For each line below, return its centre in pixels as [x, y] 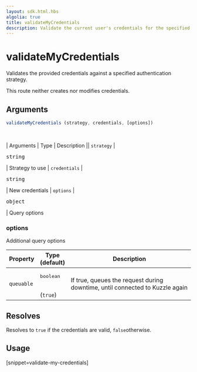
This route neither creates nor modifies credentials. [68, 91]
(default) [53, 263]
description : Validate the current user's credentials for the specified [98, 28]
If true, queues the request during [117, 280]
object [16, 201]
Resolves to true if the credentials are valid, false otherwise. [79, 330]
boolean [50, 277]
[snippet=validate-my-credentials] [47, 363]
